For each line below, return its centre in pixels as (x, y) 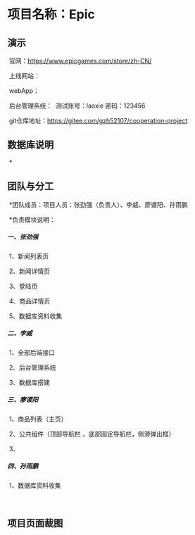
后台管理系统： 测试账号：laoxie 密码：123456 (77, 106)
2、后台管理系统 (32, 367)
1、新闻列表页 (29, 256)
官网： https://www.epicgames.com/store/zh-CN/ (80, 61)
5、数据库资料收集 (36, 316)
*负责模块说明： (32, 220)
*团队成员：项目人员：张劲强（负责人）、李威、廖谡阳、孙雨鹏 (98, 204)
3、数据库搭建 (30, 382)
